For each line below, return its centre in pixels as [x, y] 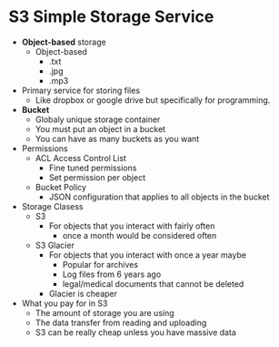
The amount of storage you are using [105, 312]
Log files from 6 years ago [112, 274]
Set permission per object [97, 177]
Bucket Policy [61, 187]
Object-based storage [64, 42]
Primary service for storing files [81, 90]
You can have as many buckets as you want [117, 138]
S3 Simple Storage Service [111, 17]
